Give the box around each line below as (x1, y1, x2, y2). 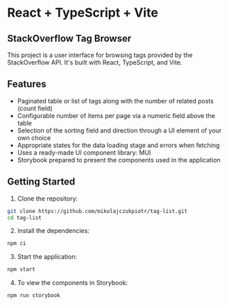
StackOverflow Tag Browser (7, 33, 132, 44)
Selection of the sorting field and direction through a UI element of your (17, 126, 222, 135)
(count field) (17, 104, 53, 112)
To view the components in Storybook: (17, 279, 128, 287)
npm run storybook (7, 292, 60, 299)
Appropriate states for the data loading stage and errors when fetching (17, 141, 220, 149)
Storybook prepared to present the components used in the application (17, 155, 221, 164)
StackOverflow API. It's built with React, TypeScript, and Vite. (7, 58, 183, 67)
